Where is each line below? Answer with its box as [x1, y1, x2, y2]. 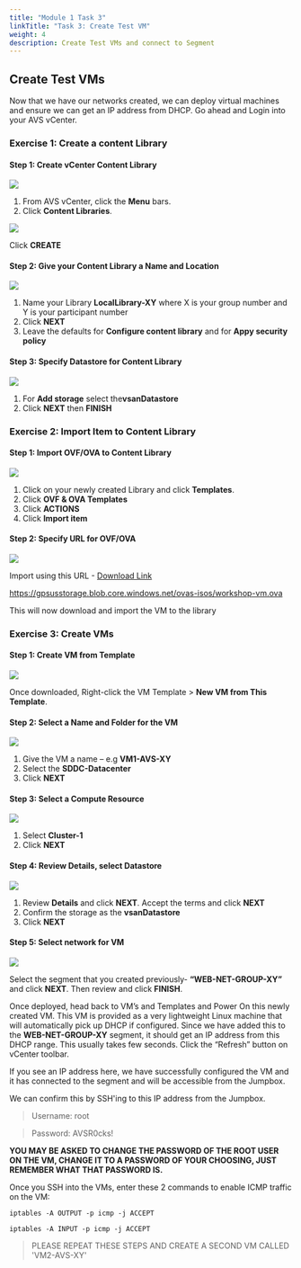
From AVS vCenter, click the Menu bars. [22, 196, 172, 207]
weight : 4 [9, 30, 47, 39]
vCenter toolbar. [9, 1049, 69, 1059]
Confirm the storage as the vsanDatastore [22, 906, 181, 917]
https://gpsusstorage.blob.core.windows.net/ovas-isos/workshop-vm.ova [9, 587, 283, 598]
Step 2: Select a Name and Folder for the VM [9, 717, 178, 728]
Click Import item [22, 513, 88, 523]
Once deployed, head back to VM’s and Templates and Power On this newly [9, 1000, 290, 1012]
